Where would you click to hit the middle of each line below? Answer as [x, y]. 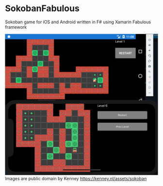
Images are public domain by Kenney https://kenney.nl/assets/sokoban [76, 179]
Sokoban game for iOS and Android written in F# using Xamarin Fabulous [78, 22]
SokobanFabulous [42, 8]
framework [16, 27]
